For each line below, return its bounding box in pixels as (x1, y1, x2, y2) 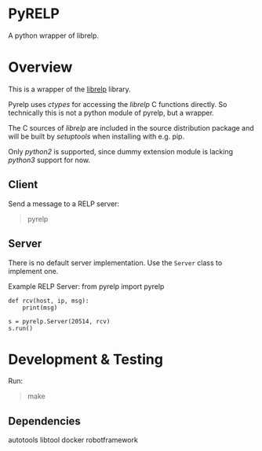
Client (8, 178, 38, 191)
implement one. (8, 266, 59, 275)
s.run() (8, 324, 34, 332)
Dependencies (8, 414, 81, 427)
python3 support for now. (8, 155, 90, 165)
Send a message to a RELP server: (8, 198, 120, 209)
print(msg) (22, 304, 58, 312)
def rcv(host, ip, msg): (8, 297, 89, 305)
